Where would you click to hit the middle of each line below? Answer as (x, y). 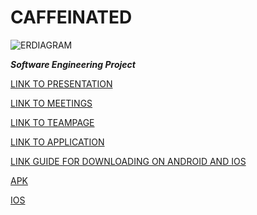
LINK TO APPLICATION (57, 142)
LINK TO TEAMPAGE (52, 122)
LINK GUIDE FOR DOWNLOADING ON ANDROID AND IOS (128, 161)
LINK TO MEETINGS (51, 103)
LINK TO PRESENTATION (61, 83)
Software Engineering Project (73, 64)
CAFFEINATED (71, 17)
